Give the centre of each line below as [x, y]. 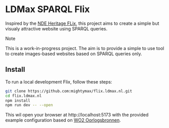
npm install [18, 100]
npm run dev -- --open [29, 105]
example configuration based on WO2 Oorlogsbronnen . [63, 120]
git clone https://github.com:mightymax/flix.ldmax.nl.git [69, 91]
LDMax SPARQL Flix [48, 9]
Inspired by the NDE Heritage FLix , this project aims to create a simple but [82, 23]
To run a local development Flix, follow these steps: [59, 81]
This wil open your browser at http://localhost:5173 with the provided [77, 115]
